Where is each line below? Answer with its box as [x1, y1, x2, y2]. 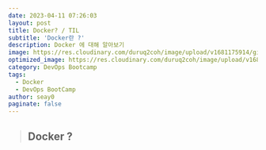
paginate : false [8, 100, 62, 108]
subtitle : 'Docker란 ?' [8, 33, 85, 42]
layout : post [8, 19, 51, 27]
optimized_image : [8, 56, 66, 64]
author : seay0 [8, 93, 55, 101]
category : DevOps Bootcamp [8, 63, 97, 71]
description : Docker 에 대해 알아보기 [8, 41, 125, 49]
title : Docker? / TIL [8, 26, 80, 34]
